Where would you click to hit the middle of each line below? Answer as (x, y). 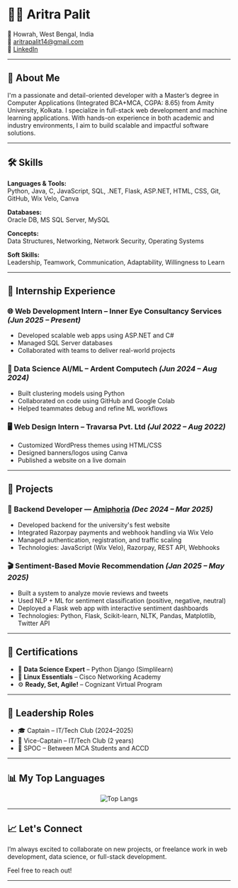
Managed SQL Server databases (65, 343)
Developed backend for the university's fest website (93, 524)
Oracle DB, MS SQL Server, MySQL (58, 220)
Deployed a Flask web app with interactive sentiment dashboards (113, 608)
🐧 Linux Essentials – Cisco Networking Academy (89, 677)
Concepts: (23, 233)
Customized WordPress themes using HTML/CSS (90, 445)
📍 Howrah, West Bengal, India (51, 34)
